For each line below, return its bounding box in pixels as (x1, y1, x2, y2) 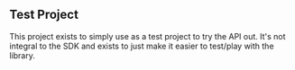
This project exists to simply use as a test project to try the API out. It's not (9, 31, 286, 41)
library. (9, 49, 36, 61)
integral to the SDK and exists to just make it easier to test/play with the (9, 40, 274, 51)
